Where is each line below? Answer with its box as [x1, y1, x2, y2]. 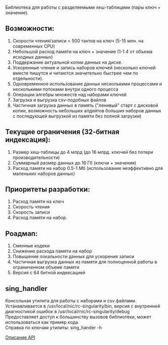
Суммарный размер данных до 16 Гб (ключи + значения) [12, 159, 137, 166]
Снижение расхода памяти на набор [12, 248, 92, 254]
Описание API [5, 334, 35, 340]
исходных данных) [12, 54, 53, 60]
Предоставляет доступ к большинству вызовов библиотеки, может [5, 314, 151, 320]
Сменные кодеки [12, 243, 50, 249]
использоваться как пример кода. [5, 319, 79, 325]
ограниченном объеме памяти [12, 264, 79, 270]
